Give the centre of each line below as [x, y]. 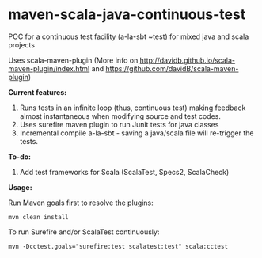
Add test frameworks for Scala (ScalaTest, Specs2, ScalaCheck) [124, 172]
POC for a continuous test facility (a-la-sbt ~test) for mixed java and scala [129, 36]
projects [22, 44]
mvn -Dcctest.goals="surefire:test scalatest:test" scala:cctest [118, 246]
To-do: [20, 157]
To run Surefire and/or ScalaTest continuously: [84, 232]
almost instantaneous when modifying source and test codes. [120, 116]
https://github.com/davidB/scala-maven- [172, 68]
